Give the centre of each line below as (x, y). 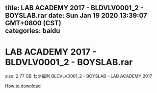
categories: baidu (33, 31)
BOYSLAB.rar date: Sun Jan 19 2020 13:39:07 (76, 16)
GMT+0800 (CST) (33, 23)
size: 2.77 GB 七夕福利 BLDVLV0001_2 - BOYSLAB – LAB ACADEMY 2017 (79, 76)
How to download (23, 86)
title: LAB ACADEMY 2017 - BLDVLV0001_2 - (74, 8)
